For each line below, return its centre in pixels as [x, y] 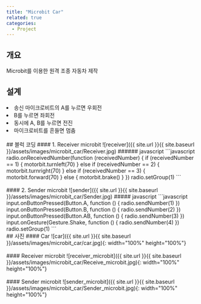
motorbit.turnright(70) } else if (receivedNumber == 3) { [76, 170]
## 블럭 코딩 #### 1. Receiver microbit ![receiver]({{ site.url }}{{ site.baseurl [101, 144]
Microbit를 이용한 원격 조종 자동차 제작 [52, 71]
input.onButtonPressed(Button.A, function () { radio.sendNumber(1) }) [93, 203]
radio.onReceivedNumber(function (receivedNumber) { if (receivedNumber [100, 157]
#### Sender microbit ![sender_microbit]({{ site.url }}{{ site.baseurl [90, 282]
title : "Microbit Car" [35, 12]
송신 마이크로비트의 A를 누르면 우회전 [58, 108]
